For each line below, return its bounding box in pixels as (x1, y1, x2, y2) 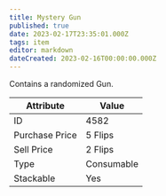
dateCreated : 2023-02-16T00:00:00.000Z (9, 54, 157, 63)
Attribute (26, 99, 65, 112)
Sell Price (13, 144, 53, 155)
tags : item (9, 37, 50, 47)
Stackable (13, 172, 56, 184)
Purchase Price (13, 129, 77, 141)
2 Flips (85, 144, 114, 155)
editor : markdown (9, 46, 74, 55)
